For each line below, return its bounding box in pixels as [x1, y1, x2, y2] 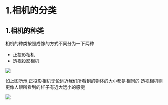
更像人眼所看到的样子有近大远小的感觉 [5, 84, 85, 90]
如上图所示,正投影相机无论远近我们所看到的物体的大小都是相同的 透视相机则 [5, 78, 163, 84]
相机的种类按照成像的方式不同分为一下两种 [5, 41, 94, 46]
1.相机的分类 [5, 5, 57, 16]
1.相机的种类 [5, 26, 44, 35]
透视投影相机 [12, 58, 39, 64]
